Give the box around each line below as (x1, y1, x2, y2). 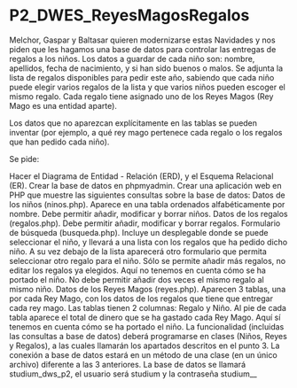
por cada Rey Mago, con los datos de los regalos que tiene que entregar (9, 293, 273, 304)
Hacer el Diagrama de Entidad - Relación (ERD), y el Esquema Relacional (9, 170, 274, 182)
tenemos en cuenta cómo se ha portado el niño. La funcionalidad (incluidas (9, 321, 285, 332)
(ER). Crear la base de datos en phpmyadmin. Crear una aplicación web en (9, 180, 282, 190)
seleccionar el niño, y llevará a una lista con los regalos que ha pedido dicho (9, 237, 288, 247)
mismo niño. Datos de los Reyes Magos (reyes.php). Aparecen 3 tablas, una (9, 283, 286, 294)
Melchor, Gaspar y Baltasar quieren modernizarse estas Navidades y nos (9, 35, 277, 45)
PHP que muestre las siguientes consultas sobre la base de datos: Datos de (9, 190, 285, 200)
